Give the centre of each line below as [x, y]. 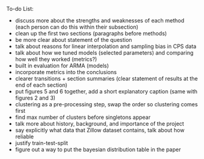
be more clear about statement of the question [73, 40]
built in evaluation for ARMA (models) [62, 66]
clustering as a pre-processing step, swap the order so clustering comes [106, 104]
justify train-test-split [41, 143]
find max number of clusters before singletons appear [83, 117]
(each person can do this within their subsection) [77, 27]
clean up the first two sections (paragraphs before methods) [91, 33]
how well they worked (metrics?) [56, 59]
